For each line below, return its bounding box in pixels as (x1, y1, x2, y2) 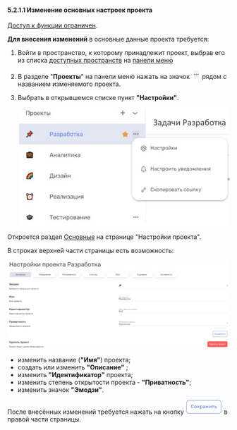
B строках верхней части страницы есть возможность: (7, 246, 174, 254)
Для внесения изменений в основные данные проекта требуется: (7, 35, 209, 44)
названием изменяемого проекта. (17, 80, 121, 88)
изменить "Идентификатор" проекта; (17, 371, 133, 379)
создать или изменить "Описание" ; (17, 363, 128, 371)
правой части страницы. (7, 415, 81, 424)
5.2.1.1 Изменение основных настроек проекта (7, 6, 153, 14)
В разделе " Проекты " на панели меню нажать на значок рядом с (17, 73, 227, 81)
